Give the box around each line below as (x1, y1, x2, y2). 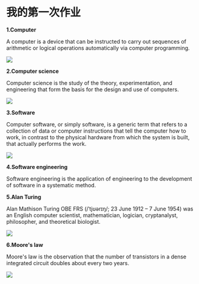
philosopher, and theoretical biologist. (6, 218, 101, 225)
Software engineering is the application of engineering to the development (6, 175, 192, 182)
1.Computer (6, 26, 36, 33)
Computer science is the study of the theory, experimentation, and (6, 79, 173, 86)
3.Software (6, 109, 35, 116)
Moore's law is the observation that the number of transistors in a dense (6, 253, 187, 260)
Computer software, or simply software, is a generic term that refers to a (6, 120, 187, 128)
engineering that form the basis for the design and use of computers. (6, 86, 179, 93)
